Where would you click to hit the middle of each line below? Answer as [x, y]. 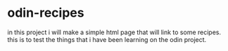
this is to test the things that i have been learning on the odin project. [107, 39]
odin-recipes [46, 13]
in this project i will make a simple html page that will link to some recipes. [114, 32]
